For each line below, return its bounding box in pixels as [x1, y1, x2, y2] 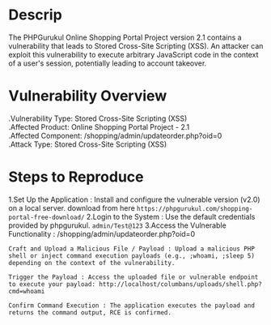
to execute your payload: [8, 280, 95, 289]
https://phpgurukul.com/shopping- [136, 204, 253, 212]
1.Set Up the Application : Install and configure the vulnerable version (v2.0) [8, 195, 260, 204]
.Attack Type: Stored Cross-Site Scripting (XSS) [8, 139, 167, 149]
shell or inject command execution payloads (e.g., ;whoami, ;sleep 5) [8, 251, 255, 260]
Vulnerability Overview [8, 87, 167, 105]
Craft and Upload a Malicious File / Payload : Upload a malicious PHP [8, 245, 255, 253]
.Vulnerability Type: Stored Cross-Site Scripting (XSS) [8, 113, 188, 123]
